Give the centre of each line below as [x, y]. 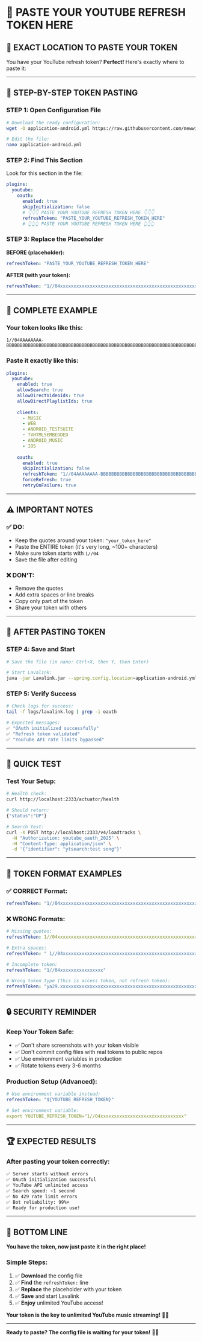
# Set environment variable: [43, 1110]
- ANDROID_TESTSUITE [48, 429]
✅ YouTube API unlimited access [47, 1186]
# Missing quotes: [29, 931]
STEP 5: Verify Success [41, 694]
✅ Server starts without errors [47, 1174]
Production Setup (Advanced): [52, 1081]
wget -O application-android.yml [48, 128]
